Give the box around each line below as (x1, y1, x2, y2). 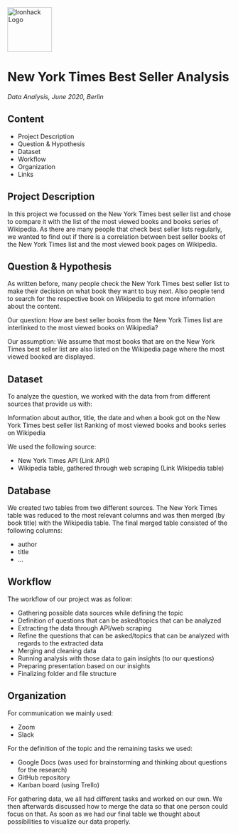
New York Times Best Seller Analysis (7, 69, 229, 85)
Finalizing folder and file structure (17, 669, 117, 678)
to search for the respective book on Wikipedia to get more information (7, 295, 215, 303)
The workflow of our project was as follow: (7, 595, 133, 603)
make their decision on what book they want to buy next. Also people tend (7, 287, 225, 295)
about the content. (7, 302, 62, 311)
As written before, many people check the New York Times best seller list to (7, 280, 229, 288)
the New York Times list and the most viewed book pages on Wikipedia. (7, 240, 217, 248)
